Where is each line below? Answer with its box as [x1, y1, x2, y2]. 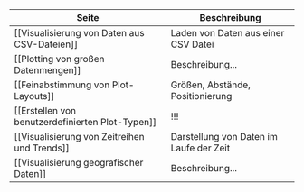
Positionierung [170, 90, 233, 102]
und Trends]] [14, 142, 70, 154]
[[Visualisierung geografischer [14, 157, 144, 169]
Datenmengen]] [14, 64, 81, 76]
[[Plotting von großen [14, 53, 105, 65]
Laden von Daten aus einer [170, 27, 285, 39]
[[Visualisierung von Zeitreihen [14, 131, 145, 142]
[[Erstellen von [14, 105, 77, 116]
